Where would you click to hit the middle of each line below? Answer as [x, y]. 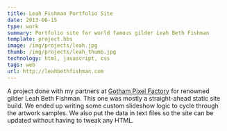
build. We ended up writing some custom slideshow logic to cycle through [113, 105]
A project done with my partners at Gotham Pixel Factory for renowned [108, 91]
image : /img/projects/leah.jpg [52, 46]
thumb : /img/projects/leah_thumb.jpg [62, 52]
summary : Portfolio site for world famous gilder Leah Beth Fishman [108, 33]
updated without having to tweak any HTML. [70, 120]
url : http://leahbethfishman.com [56, 71]
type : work [23, 26]
